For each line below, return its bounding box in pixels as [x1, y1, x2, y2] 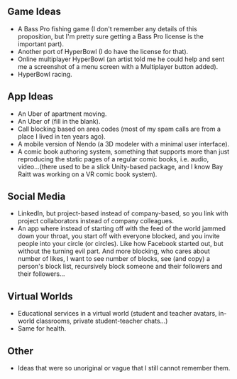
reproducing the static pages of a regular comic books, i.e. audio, [17, 154, 209, 163]
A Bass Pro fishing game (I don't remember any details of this [17, 24, 197, 33]
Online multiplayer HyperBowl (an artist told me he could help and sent [17, 55, 225, 63]
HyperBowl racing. [17, 70, 72, 78]
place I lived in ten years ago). [17, 132, 106, 141]
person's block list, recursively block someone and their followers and [17, 262, 223, 271]
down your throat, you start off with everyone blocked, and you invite [17, 232, 220, 240]
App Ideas [7, 90, 53, 102]
